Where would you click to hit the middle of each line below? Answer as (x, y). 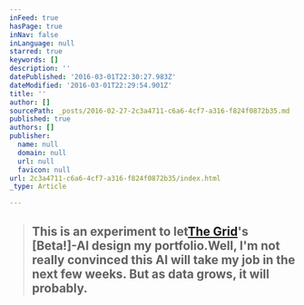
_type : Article (38, 187)
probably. (59, 288)
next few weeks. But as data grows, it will (151, 274)
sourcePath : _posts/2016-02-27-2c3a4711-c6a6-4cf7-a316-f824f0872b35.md (150, 111)
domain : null (42, 152)
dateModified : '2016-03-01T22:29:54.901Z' (91, 85)
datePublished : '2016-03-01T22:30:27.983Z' (93, 77)
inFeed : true (34, 18)
